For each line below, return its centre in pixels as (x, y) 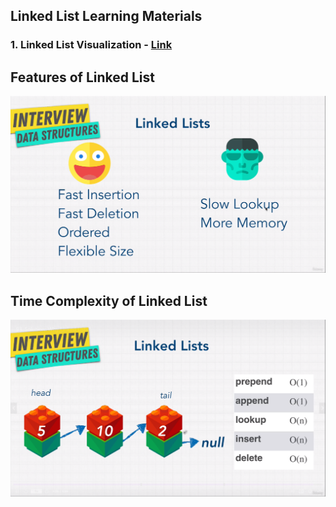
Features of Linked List (82, 77)
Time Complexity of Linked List (109, 300)
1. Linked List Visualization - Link (91, 45)
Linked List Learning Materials (106, 16)
